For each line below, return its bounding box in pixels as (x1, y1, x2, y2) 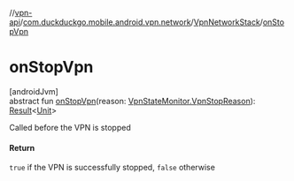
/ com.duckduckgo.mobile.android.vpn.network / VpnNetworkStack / (19, 17, 264, 27)
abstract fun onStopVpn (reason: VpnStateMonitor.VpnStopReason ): (9, 95, 256, 106)
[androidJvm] (9, 86, 59, 96)
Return (9, 142, 35, 153)
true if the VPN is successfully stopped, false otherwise (9, 162, 215, 173)
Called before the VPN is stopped (9, 122, 131, 132)
